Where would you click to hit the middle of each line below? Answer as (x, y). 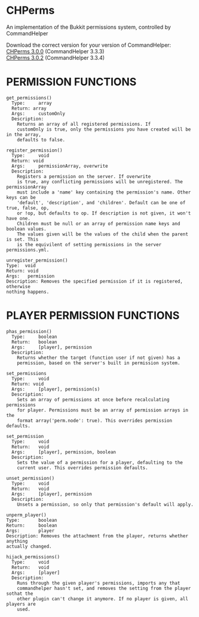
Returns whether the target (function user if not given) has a (99, 358)
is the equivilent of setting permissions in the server (89, 244)
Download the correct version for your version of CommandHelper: (89, 45)
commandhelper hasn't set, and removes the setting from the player (104, 588)
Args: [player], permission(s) (56, 389)
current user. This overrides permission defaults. (82, 468)
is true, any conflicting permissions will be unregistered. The (100, 182)
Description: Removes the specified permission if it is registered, (95, 281)
